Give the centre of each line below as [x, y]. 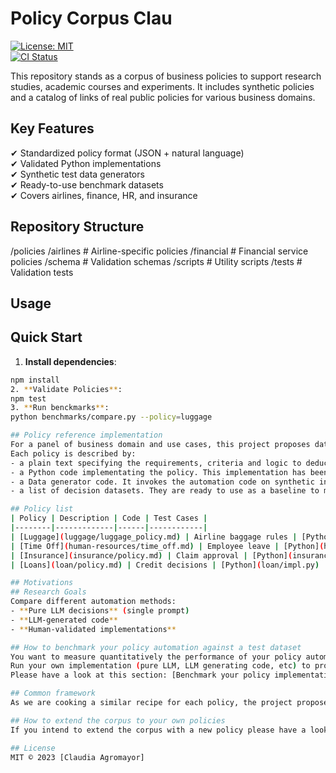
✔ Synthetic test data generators [77, 174]
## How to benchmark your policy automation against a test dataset [156, 647]
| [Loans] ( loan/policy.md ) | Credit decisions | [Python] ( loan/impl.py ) [165, 565]
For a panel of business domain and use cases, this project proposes [160, 445]
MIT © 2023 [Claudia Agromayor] [77, 757]
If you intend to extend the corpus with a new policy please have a [158, 730]
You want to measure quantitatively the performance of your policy [156, 657]
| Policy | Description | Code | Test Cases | [109, 518]
